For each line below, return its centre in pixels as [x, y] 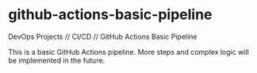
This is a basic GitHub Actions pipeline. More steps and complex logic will [129, 52]
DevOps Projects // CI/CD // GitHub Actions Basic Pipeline [103, 36]
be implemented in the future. [57, 60]
